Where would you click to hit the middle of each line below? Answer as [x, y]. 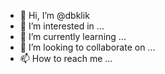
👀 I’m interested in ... [62, 26]
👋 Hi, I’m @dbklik [54, 15]
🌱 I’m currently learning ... [73, 36]
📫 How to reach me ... [66, 58]
